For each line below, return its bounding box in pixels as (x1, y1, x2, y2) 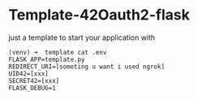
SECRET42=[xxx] (8, 76, 60, 85)
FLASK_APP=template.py (8, 55, 85, 63)
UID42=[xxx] (8, 69, 49, 78)
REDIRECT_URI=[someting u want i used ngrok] (8, 63, 165, 71)
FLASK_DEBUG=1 (8, 84, 57, 92)
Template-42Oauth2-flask (8, 6, 191, 24)
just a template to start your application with (8, 33, 156, 42)
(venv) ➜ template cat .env (8, 48, 107, 56)
